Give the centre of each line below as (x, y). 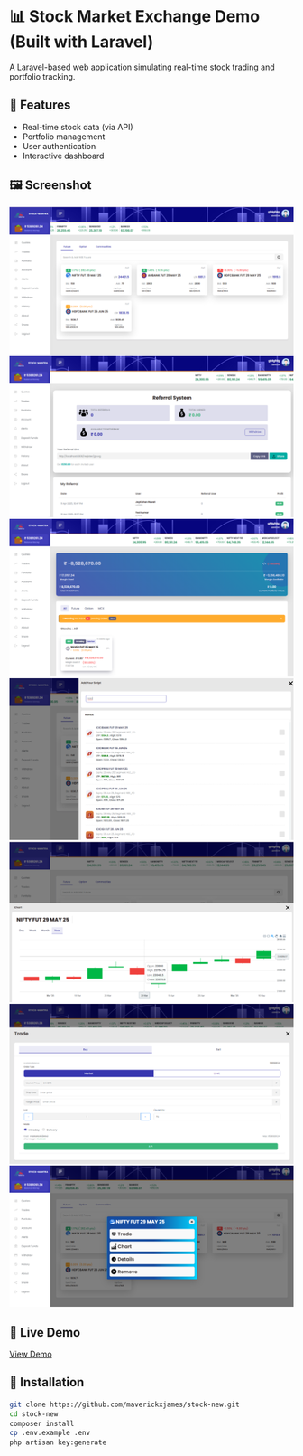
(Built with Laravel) (82, 42)
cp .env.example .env (50, 1433)
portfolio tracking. (42, 76)
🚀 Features (40, 105)
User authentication (59, 146)
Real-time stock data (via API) (78, 127)
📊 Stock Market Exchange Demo (134, 17)
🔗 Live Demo (45, 1333)
